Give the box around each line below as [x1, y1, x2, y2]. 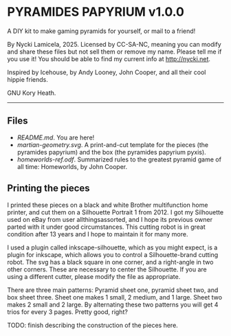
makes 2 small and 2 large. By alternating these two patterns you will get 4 [7, 300, 219, 309]
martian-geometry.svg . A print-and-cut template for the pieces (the [16, 140, 208, 148]
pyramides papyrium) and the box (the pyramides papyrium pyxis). [16, 148, 206, 156]
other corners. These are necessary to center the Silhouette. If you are [7, 265, 208, 273]
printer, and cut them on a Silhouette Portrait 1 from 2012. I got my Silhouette [7, 208, 224, 216]
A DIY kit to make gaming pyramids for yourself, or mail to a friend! [7, 27, 196, 35]
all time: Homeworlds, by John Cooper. [16, 162, 128, 170]
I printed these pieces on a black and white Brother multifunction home [7, 201, 208, 209]
